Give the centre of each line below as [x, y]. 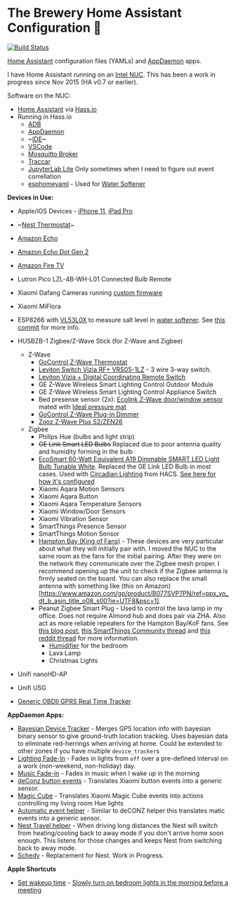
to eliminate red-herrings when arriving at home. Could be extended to [120, 743]
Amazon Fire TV [41, 265]
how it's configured [66, 481]
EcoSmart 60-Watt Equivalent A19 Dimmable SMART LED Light [129, 459]
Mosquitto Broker [53, 154]
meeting [29, 890]
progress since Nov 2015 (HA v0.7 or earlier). [73, 81]
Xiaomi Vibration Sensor [73, 518]
